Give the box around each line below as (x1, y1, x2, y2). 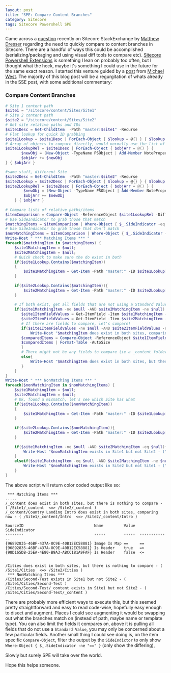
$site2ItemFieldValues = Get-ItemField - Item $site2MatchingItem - (21, 317, 167, 322)
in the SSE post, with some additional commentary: (5, 79, 112, 85)
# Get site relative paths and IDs (5, 122, 81, 127)
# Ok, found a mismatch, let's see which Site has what (14, 397, 136, 402)
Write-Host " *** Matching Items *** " (5, 236, 90, 241)
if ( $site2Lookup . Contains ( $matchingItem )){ (14, 283, 108, 288)
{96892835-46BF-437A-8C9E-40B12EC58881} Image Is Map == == (5, 541, 145, 546)
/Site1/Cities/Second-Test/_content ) (5, 590, 88, 595)
